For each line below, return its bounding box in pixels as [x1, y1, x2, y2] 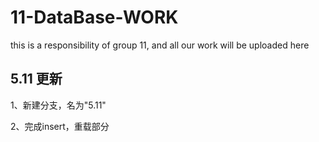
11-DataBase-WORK [10, 6, 179, 29]
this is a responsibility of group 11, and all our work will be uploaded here [10, 39, 310, 51]
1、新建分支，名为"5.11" [10, 99, 107, 111]
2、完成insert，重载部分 [10, 120, 110, 132]
